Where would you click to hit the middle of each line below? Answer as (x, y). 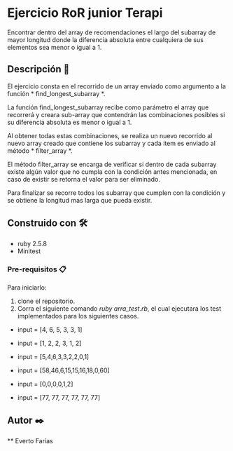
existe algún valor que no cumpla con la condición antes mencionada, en (112, 171)
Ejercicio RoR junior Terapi (85, 13)
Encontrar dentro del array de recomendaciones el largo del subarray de (112, 32)
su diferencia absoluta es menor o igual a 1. (70, 122)
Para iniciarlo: (27, 287)
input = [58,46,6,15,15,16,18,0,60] (63, 370)
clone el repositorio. (46, 301)
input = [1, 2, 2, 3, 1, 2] (49, 343)
